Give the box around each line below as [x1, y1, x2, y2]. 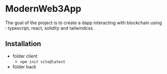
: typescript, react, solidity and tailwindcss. [5, 25, 95, 31]
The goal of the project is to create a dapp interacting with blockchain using [5, 20, 162, 26]
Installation [5, 40, 41, 48]
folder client [12, 53, 38, 59]
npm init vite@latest [20, 59, 65, 64]
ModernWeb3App [5, 3, 81, 15]
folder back [12, 63, 37, 69]
